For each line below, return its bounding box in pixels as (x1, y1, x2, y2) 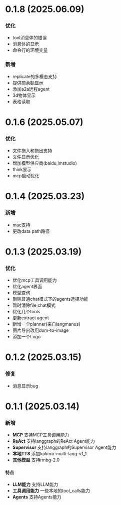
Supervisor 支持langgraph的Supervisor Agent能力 (12, 444, 116, 450)
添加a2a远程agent (12, 86, 50, 92)
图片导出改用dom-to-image (12, 327, 69, 333)
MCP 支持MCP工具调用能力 (12, 432, 69, 438)
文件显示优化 (12, 154, 39, 160)
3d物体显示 (12, 92, 36, 98)
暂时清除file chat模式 (12, 302, 56, 308)
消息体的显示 (12, 41, 39, 47)
